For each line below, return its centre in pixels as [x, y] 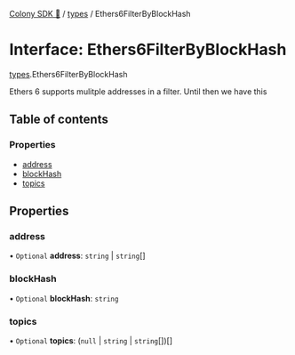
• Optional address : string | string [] [77, 256]
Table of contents [59, 120]
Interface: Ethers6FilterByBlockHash [148, 50]
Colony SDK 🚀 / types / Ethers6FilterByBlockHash [100, 14]
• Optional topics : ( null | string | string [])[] [91, 340]
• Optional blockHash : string [64, 298]
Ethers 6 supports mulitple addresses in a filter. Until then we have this [138, 91]
